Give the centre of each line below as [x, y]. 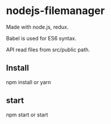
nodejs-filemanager [56, 11]
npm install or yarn [29, 82]
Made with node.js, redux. [37, 27]
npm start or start [27, 115]
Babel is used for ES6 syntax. [41, 38]
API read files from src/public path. [48, 49]
